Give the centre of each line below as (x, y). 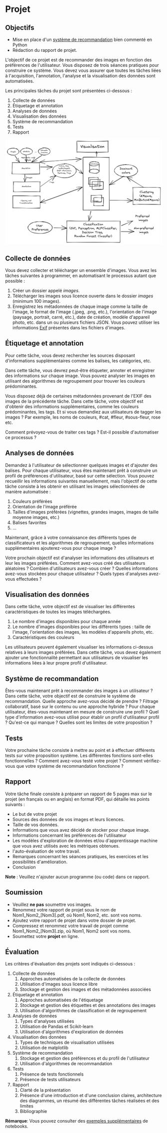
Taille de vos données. (35, 825)
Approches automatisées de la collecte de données (73, 979)
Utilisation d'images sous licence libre (59, 984)
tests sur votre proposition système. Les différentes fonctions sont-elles (79, 756)
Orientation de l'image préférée (45, 506)
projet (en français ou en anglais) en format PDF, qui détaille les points (77, 799)
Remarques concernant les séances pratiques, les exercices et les (80, 856)
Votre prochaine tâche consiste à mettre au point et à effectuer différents (80, 750)
